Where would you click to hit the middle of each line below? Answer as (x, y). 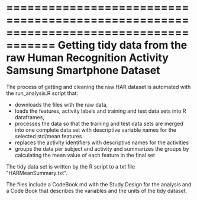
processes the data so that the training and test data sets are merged (99, 123)
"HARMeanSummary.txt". (37, 173)
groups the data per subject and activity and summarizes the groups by (102, 148)
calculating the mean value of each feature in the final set (85, 155)
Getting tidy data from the (122, 45)
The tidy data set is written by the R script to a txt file (71, 166)
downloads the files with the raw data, (61, 104)
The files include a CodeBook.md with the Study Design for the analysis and (99, 184)
